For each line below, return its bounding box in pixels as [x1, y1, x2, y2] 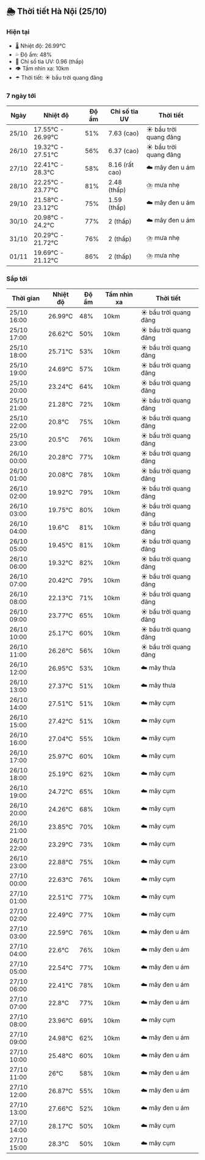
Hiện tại [6, 28, 30, 36]
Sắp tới [6, 274, 27, 283]
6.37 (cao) [108, 146, 139, 155]
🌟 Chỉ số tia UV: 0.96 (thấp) [15, 58, 84, 65]
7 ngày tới [6, 91, 37, 100]
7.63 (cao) [108, 129, 139, 137]
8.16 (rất [108, 160, 134, 168]
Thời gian [12, 294, 40, 303]
